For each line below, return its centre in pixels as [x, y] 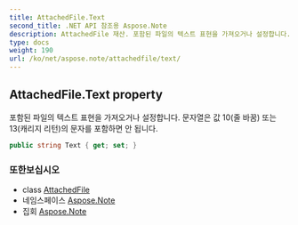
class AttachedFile [56, 189]
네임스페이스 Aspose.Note [68, 200]
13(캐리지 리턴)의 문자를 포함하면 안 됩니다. [84, 128]
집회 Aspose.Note [54, 211]
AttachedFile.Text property [86, 95]
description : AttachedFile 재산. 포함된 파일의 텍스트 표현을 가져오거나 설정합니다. [150, 34]
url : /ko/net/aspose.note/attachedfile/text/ [95, 59]
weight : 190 [31, 51]
